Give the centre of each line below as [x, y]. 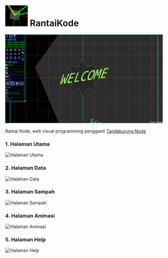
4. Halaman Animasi [30, 215]
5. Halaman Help [25, 239]
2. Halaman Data [26, 168]
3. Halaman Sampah [30, 192]
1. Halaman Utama [27, 144]
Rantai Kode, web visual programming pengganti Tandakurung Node [76, 131]
